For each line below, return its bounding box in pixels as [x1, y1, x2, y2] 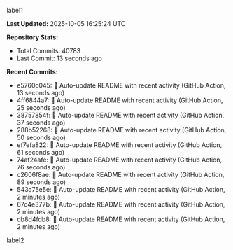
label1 [6, 6, 24, 14]
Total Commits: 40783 [16, 47, 81, 55]
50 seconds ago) [16, 133, 66, 141]
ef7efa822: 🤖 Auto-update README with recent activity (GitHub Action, [16, 141, 222, 149]
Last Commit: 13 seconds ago [16, 54, 102, 62]
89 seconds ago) [16, 178, 66, 186]
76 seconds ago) [16, 163, 66, 171]
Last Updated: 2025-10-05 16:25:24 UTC [6, 20, 126, 27]
